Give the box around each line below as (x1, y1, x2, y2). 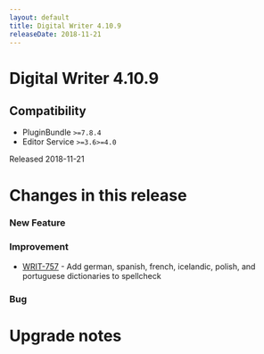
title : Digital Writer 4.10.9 (9, 21, 122, 30)
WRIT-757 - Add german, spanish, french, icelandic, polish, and (21, 260, 256, 272)
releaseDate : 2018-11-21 (9, 29, 102, 38)
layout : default (9, 12, 70, 22)
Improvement (9, 241, 69, 253)
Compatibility (9, 103, 87, 119)
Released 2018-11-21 (9, 153, 85, 165)
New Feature (9, 217, 66, 229)
